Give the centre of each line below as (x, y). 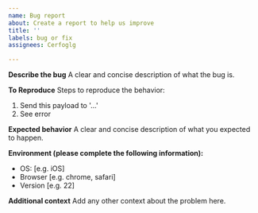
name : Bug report (37, 15)
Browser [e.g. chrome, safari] (68, 177)
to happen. (26, 138)
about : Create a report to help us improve (81, 23)
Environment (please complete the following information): (106, 153)
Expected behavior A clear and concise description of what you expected (129, 130)
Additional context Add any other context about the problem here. (117, 201)
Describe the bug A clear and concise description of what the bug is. (121, 75)
